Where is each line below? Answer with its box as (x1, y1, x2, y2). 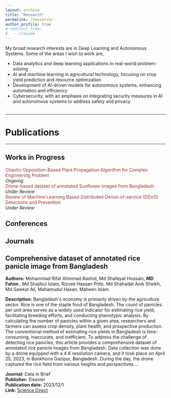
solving (12, 66, 28, 72)
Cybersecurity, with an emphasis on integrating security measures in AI (12, 93, 163, 99)
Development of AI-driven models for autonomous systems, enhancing (12, 82, 162, 88)
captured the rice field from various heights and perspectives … (5, 361, 139, 367)
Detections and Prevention (5, 199, 61, 205)
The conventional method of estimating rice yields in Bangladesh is (5, 329, 146, 335)
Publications (5, 127, 60, 138)
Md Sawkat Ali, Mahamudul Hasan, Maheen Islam (5, 286, 109, 293)
